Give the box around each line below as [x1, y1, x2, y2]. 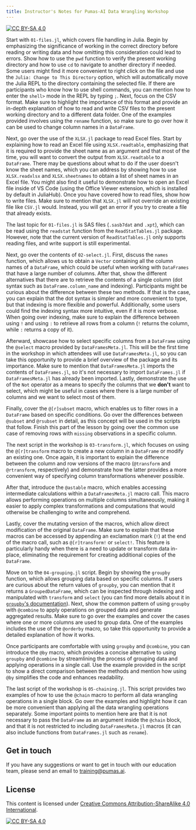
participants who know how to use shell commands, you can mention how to [6, 86, 191, 93]
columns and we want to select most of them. [6, 393, 116, 400]
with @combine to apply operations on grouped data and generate [6, 606, 162, 613]
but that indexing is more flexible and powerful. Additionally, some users [6, 301, 180, 308]
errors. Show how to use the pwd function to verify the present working [6, 55, 176, 62]
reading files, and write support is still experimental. [6, 239, 131, 247]
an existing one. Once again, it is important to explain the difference [6, 453, 169, 461]
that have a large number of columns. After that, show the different [6, 269, 167, 276]
